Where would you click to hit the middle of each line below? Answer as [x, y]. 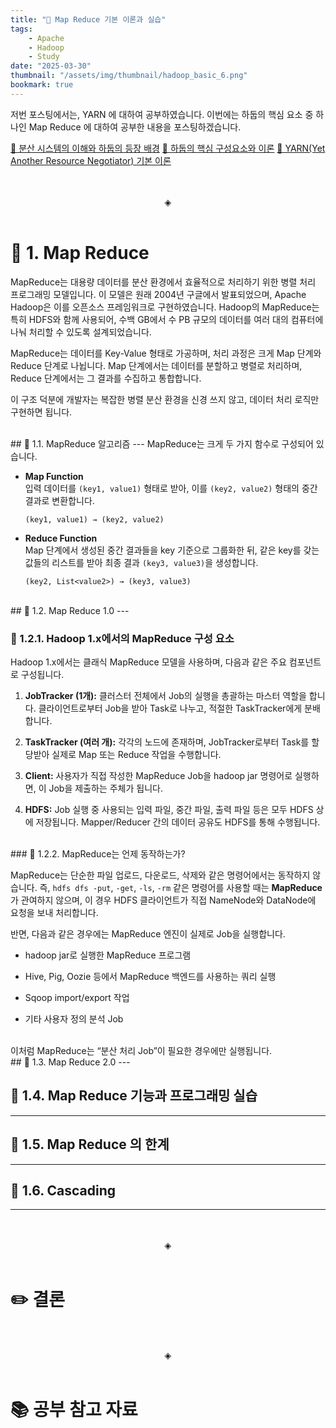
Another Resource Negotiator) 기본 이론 [91, 160]
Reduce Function [61, 538]
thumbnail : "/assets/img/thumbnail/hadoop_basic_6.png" [129, 76]
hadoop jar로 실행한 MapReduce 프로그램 [108, 955]
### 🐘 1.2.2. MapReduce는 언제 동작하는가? [98, 853]
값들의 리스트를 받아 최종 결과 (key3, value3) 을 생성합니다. [141, 562]
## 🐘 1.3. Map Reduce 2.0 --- [70, 1062]
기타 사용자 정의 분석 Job [74, 1018]
